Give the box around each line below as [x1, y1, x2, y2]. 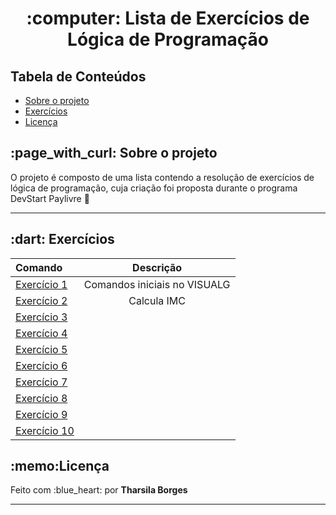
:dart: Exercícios [10, 231, 115, 248]
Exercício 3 [15, 310, 68, 324]
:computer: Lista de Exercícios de [26, 7, 310, 30]
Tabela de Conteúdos [10, 68, 147, 85]
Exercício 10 [15, 423, 75, 437]
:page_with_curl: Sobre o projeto [10, 145, 218, 162]
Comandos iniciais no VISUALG [83, 277, 231, 291]
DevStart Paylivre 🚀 [10, 192, 90, 204]
